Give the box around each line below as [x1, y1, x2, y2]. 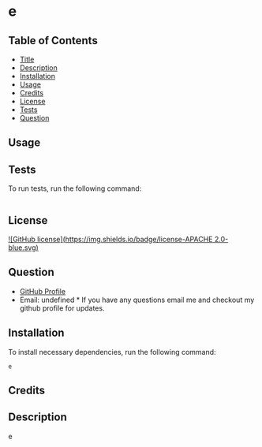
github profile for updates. [19, 303, 105, 313]
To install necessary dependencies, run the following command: [8, 347, 216, 356]
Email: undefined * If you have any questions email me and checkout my [19, 295, 255, 304]
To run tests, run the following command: [8, 184, 142, 193]
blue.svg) [8, 243, 39, 252]
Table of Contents [8, 34, 99, 47]
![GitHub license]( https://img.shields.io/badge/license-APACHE [8, 235, 213, 244]
